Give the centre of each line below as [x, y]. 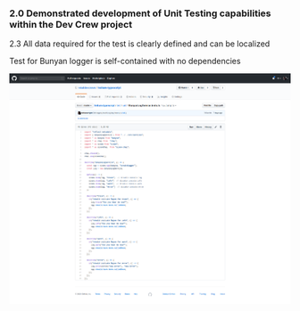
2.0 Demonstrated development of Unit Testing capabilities [140, 13]
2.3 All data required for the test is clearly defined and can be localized [140, 44]
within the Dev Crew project [71, 24]
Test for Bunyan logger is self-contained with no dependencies [125, 61]
